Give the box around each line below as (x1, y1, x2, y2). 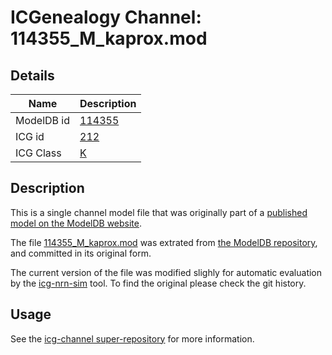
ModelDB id (15, 114, 71, 127)
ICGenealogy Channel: (10, 6, 202, 29)
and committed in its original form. (10, 247, 152, 259)
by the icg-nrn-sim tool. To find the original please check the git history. (10, 277, 307, 289)
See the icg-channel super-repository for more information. (10, 332, 255, 345)
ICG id (15, 130, 45, 143)
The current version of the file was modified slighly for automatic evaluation (10, 266, 323, 278)
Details (10, 67, 55, 84)
